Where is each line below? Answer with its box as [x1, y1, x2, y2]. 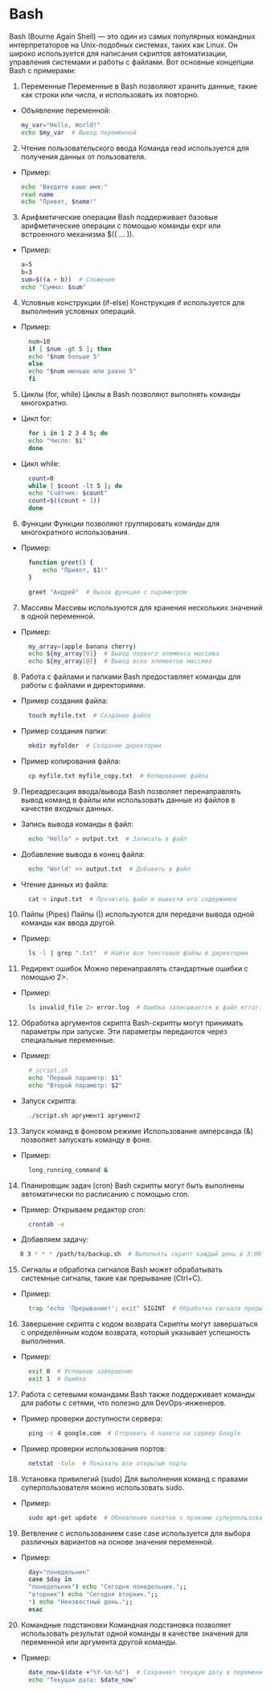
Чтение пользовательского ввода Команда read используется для [20, 143, 250, 153]
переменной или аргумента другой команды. [20, 1636, 178, 1647]
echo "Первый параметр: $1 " [28, 1074, 123, 1082]
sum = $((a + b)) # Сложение [20, 275, 116, 284]
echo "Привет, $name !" [20, 198, 97, 206]
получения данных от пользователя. [20, 151, 147, 161]
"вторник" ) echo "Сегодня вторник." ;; [28, 1591, 158, 1599]
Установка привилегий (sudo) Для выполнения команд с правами [20, 1474, 248, 1483]
